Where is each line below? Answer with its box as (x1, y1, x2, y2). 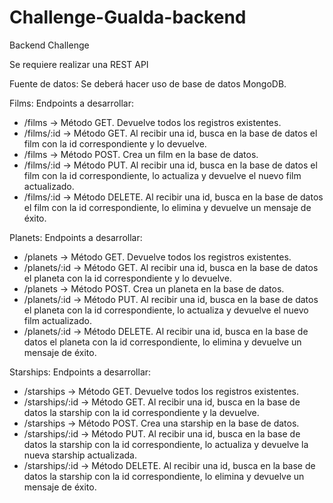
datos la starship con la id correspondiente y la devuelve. (23, 406, 260, 418)
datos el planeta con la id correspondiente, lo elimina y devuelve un (23, 336, 302, 348)
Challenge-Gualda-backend (9, 6, 247, 29)
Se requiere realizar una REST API (9, 58, 149, 70)
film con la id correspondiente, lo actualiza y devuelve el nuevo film (23, 169, 302, 181)
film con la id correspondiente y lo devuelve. (23, 137, 207, 150)
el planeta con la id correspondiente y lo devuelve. (23, 272, 232, 284)
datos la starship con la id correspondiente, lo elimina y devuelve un (23, 470, 305, 482)
